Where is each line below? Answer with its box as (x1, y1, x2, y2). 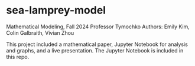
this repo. (6, 53, 30, 60)
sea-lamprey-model (6, 4, 106, 17)
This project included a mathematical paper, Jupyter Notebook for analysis (6, 41, 188, 48)
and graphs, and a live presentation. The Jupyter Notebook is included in (6, 47, 184, 54)
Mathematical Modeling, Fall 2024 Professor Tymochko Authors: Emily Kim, (6, 23, 190, 30)
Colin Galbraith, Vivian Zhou (6, 29, 74, 36)
